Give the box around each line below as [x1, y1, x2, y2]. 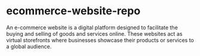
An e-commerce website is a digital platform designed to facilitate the [6, 24, 178, 31]
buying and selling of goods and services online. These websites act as [6, 30, 183, 37]
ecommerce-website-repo [6, 4, 141, 18]
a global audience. [6, 43, 52, 50]
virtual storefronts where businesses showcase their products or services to [6, 36, 195, 43]
